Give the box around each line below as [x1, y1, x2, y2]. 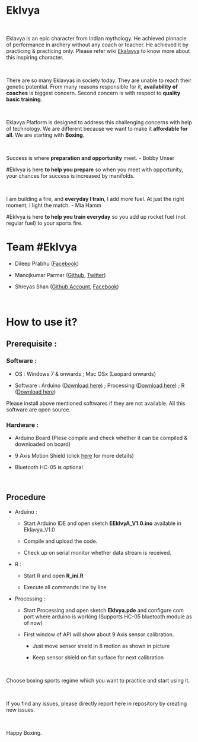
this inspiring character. [6, 54, 64, 61]
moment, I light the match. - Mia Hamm [6, 202, 102, 209]
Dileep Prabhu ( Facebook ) [14, 260, 79, 267]
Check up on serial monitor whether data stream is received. [23, 549, 172, 556]
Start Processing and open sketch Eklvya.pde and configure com [23, 606, 184, 614]
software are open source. [6, 405, 71, 413]
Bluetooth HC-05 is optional [14, 464, 83, 471]
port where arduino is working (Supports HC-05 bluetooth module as [23, 613, 193, 620]
